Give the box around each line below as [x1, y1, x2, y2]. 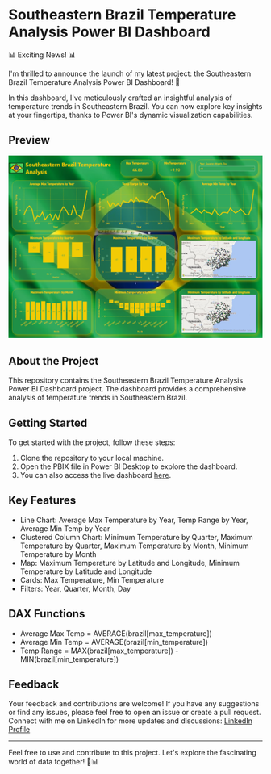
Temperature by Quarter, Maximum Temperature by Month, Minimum [19, 541, 249, 550]
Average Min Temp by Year [19, 523, 110, 533]
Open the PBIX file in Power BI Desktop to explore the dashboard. [19, 462, 238, 471]
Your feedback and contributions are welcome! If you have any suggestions [8, 699, 260, 709]
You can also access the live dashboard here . [19, 470, 172, 479]
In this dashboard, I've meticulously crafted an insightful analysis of [8, 93, 232, 103]
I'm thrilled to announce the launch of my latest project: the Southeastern [8, 69, 252, 78]
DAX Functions [8, 607, 85, 621]
